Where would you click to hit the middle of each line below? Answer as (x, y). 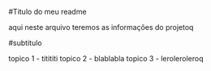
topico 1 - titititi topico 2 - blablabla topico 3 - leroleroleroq (106, 58)
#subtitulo (25, 43)
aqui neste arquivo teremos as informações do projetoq (101, 27)
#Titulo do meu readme (47, 12)
